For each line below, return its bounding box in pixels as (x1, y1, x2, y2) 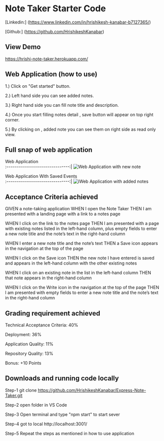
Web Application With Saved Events (5, 173, 77, 179)
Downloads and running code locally (5, 374, 119, 383)
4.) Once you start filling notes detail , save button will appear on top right (5, 111, 154, 118)
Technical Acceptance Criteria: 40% (5, 322, 78, 328)
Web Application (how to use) (5, 70, 98, 78)
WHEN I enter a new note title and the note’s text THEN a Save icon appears (5, 241, 158, 246)
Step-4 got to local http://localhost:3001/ (5, 421, 87, 427)
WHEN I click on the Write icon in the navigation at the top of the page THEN (5, 285, 159, 291)
